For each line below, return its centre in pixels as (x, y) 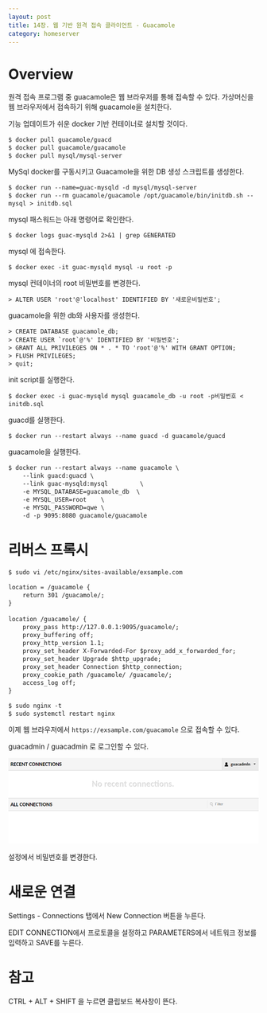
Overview (41, 74)
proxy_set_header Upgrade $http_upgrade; (92, 659)
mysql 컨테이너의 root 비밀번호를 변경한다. (74, 284)
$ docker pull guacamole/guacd (60, 140)
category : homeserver (44, 33)
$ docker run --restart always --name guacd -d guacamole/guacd (117, 436)
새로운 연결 (42, 892)
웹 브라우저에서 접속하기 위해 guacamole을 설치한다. (90, 107)
